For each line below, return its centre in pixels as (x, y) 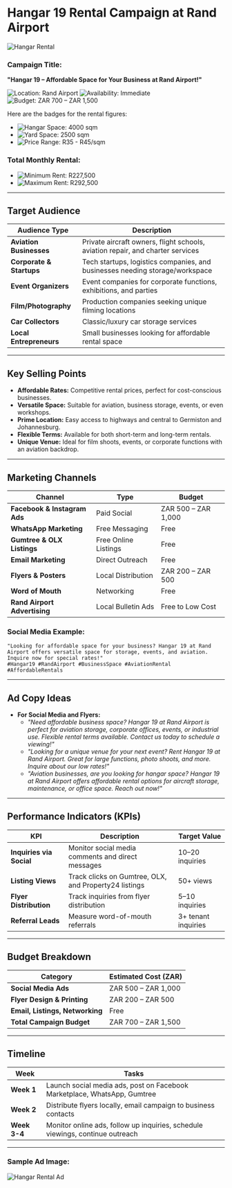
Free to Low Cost (188, 606)
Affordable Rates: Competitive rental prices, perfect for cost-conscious (119, 390)
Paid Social (114, 513)
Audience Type (43, 230)
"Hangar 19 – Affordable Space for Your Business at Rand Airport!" (105, 80)
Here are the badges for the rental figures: (67, 114)
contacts (60, 1114)
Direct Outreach (122, 559)
